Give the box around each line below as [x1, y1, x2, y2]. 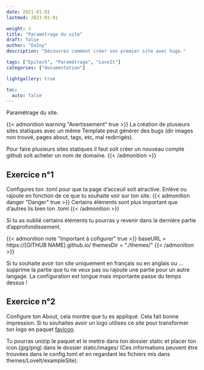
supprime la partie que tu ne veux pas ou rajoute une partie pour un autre [6, 266, 190, 273]
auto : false [12, 92, 42, 98]
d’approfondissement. [6, 223, 61, 231]
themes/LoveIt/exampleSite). [6, 357, 78, 364]
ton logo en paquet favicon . [6, 326, 75, 333]
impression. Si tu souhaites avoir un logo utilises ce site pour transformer [6, 319, 189, 326]
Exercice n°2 [6, 296, 56, 307]
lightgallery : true [6, 75, 56, 82]
